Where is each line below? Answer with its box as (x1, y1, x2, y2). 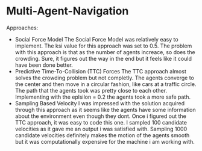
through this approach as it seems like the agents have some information (14, 106, 196, 113)
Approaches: (6, 24, 39, 31)
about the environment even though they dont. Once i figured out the (14, 112, 187, 120)
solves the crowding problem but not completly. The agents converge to (14, 74, 194, 81)
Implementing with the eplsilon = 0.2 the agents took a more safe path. (14, 93, 191, 100)
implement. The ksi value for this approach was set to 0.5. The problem (14, 42, 192, 49)
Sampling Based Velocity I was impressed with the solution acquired (14, 99, 185, 106)
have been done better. (14, 61, 74, 69)
